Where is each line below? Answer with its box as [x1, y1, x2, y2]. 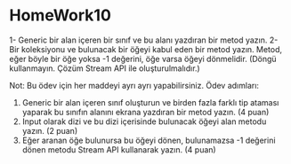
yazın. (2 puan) [21, 125, 78, 136]
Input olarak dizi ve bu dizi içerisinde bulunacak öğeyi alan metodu [21, 116, 267, 127]
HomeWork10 [9, 5, 111, 26]
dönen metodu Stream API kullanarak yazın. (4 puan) [21, 144, 216, 155]
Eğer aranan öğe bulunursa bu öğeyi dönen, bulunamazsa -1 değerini [21, 135, 276, 145]
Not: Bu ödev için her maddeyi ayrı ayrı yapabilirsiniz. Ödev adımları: [9, 80, 260, 90]
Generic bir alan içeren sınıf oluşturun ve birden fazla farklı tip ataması [21, 97, 279, 107]
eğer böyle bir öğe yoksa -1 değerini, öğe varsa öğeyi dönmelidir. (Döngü [9, 53, 278, 64]
